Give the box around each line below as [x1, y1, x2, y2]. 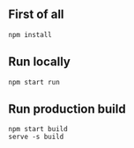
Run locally [8, 55, 71, 70]
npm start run [8, 78, 61, 86]
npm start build [8, 125, 68, 134]
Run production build [8, 101, 126, 117]
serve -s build [8, 132, 64, 142]
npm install [8, 30, 52, 39]
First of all [8, 7, 64, 22]
